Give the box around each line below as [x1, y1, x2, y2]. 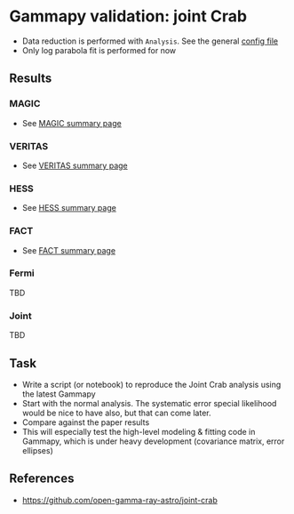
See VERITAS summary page [21, 160, 128, 171]
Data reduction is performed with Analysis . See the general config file [21, 36, 279, 46]
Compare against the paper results [21, 416, 150, 428]
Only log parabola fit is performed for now [21, 44, 177, 55]
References [9, 471, 75, 486]
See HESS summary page [21, 203, 117, 213]
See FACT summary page [21, 245, 116, 255]
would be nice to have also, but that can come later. [21, 407, 211, 418]
